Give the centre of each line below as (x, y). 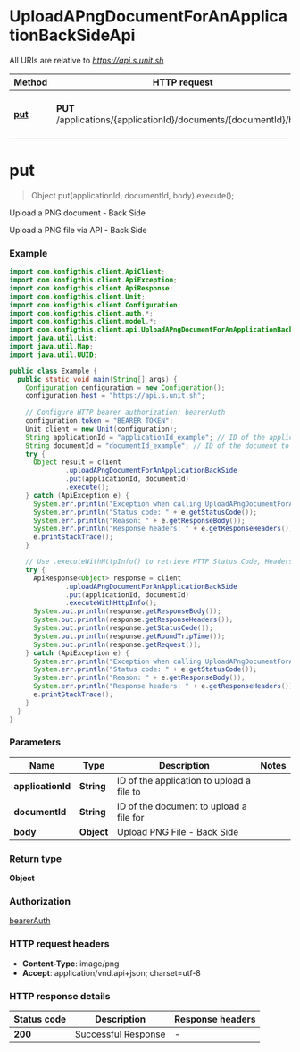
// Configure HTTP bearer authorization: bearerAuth (125, 413)
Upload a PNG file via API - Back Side (78, 230)
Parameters (35, 742)
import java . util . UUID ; (54, 355)
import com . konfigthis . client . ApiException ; (93, 280)
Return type (36, 858)
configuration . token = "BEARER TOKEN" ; (100, 421)
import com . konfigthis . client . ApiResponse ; (92, 288)
